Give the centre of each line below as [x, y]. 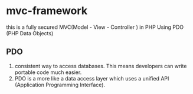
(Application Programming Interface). [60, 85]
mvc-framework [47, 11]
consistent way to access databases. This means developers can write [101, 66]
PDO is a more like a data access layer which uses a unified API [92, 78]
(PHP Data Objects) [30, 33]
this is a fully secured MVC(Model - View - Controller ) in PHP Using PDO [95, 27]
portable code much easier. [48, 72]
